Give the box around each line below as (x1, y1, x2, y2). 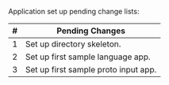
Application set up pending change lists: (8, 7, 140, 16)
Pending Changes (56, 25, 125, 36)
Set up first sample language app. (25, 51, 151, 62)
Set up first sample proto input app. (25, 65, 157, 75)
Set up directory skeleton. (25, 39, 121, 50)
